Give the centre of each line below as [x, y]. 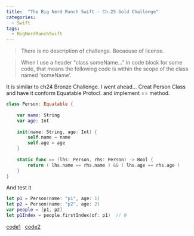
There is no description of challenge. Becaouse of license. [93, 51]
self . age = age [47, 143]
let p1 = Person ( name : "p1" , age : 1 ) [53, 199]
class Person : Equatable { [40, 104]
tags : [13, 28]
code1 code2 [23, 226]
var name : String [39, 115]
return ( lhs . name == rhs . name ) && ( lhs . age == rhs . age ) [104, 165]
